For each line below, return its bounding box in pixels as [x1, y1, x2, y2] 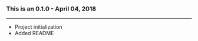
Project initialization [14, 23, 63, 30]
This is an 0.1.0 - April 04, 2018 [6, 5, 97, 13]
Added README [14, 30, 54, 37]
